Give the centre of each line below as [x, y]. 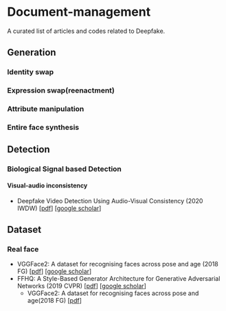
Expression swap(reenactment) [61, 91]
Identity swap [31, 72]
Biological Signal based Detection [65, 169]
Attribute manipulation [46, 109]
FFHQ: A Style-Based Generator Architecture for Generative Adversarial [118, 279]
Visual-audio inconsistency [47, 185]
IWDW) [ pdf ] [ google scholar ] [59, 208]
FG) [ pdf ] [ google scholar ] [54, 271]
